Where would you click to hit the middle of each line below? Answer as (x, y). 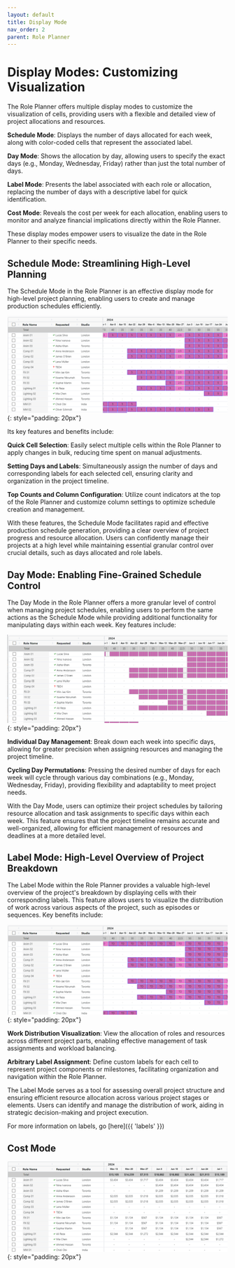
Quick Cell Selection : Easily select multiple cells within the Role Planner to (114, 445)
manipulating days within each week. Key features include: (92, 625)
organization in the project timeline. (58, 481)
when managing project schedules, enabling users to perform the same (110, 610)
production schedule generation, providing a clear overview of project (108, 530)
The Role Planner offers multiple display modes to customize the (100, 107)
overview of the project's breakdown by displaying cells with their (102, 893)
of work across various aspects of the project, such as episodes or (104, 908)
